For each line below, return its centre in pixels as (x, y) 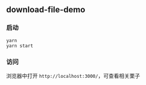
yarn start (20, 46)
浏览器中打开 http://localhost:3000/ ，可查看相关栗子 (73, 75)
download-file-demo (46, 10)
